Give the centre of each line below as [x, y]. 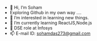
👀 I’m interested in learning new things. [49, 18]
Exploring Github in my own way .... [46, 13]
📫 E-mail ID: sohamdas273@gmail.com [50, 33]
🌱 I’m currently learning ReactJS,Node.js [51, 23]
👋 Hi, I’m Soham [26, 7]
